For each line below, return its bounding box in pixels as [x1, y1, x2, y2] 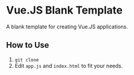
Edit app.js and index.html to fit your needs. [14, 62, 123, 69]
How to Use [6, 40, 50, 50]
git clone [14, 57, 40, 63]
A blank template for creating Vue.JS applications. [6, 23, 128, 30]
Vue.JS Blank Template [6, 4, 123, 17]
